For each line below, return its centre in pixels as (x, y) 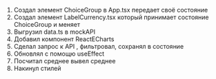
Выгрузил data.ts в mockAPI (54, 32)
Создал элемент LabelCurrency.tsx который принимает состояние (111, 17)
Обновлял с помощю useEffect (59, 54)
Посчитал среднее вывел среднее (65, 61)
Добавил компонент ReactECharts (64, 39)
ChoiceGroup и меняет (47, 24)
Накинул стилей (37, 68)
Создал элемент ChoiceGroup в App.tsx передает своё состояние (111, 10)
